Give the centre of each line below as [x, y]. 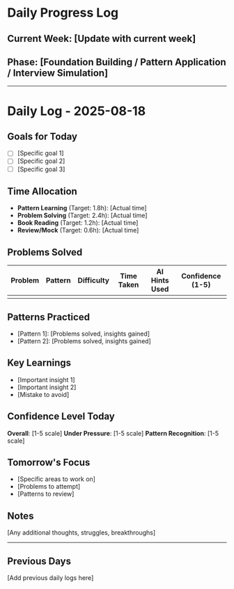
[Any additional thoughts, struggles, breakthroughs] [81, 533]
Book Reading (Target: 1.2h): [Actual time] [78, 223]
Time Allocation [42, 191]
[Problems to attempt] [49, 487]
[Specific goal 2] [41, 161]
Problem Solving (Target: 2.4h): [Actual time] [82, 215]
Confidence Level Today [61, 417]
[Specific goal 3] [41, 169]
